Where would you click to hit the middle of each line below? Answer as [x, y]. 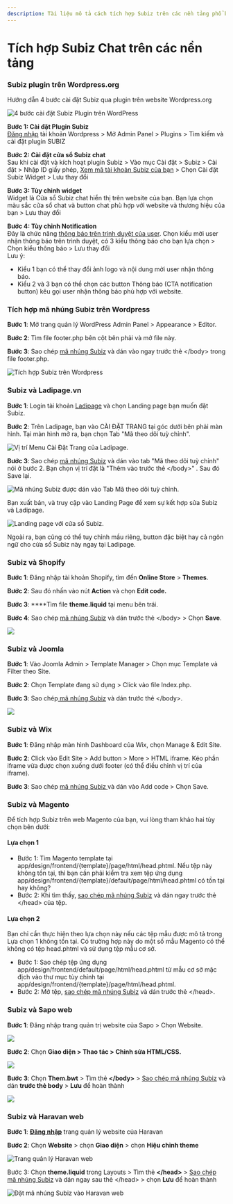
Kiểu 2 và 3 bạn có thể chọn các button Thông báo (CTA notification [115, 284]
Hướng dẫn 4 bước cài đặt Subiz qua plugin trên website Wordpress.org [110, 100]
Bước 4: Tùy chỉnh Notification [52, 226]
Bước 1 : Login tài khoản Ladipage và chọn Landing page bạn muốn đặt [108, 406]
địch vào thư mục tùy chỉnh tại [61, 977]
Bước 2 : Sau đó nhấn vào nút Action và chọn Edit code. [87, 591]
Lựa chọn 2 [24, 918]
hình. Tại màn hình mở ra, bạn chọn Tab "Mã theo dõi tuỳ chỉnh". [99, 434]
